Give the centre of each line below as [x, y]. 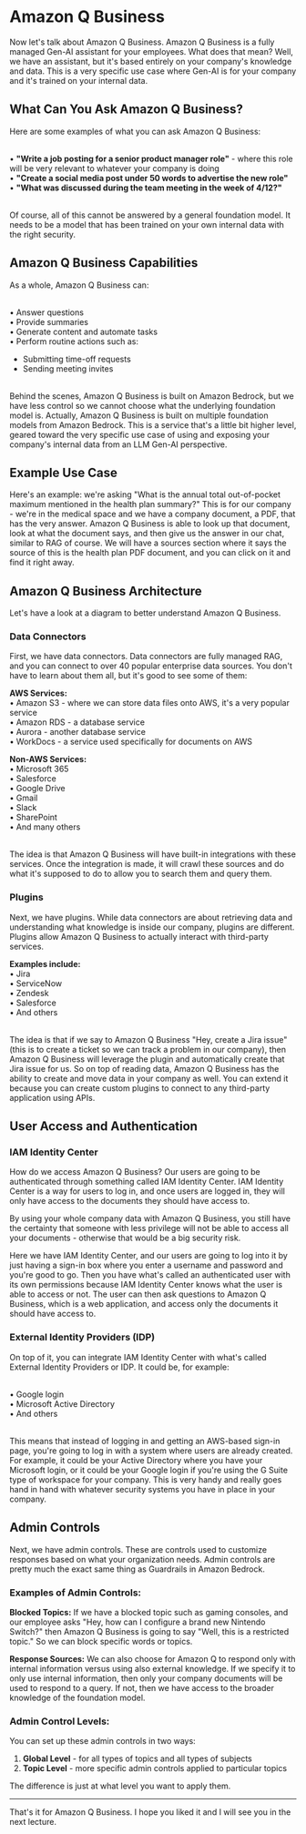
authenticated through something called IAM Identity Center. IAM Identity [147, 1182]
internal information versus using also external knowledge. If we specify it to [153, 1668]
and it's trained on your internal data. [79, 80]
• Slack [23, 808]
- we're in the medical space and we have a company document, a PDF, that [153, 514]
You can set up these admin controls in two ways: [102, 1741]
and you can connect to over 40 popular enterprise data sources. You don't [151, 666]
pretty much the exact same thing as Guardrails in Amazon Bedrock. [138, 1569]
